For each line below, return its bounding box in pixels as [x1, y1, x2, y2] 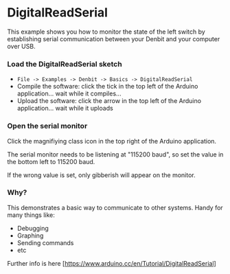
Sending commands [16, 238, 74, 247]
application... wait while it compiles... [16, 89, 122, 98]
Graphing [16, 231, 44, 240]
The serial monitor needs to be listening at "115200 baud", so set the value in [7, 150, 224, 159]
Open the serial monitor [7, 122, 88, 131]
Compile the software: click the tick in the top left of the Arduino [16, 82, 198, 91]
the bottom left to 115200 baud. [7, 157, 95, 165]
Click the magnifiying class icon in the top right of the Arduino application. [7, 137, 217, 145]
